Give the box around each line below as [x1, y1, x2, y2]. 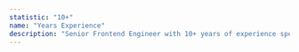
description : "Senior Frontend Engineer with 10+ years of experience [9, 29, 277, 38]
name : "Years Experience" [9, 21, 105, 30]
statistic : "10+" [9, 12, 74, 22]
